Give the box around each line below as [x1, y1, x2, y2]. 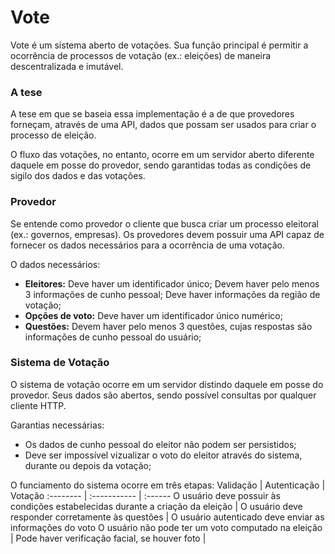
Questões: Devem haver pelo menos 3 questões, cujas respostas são [24, 320, 313, 332]
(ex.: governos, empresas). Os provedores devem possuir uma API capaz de [10, 228, 325, 240]
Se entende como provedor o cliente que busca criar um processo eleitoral [10, 217, 320, 230]
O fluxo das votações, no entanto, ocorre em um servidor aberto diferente [10, 149, 315, 161]
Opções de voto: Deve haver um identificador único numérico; [24, 309, 283, 321]
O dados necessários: [10, 258, 101, 270]
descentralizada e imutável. [10, 60, 124, 72]
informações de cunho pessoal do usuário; [24, 331, 202, 343]
